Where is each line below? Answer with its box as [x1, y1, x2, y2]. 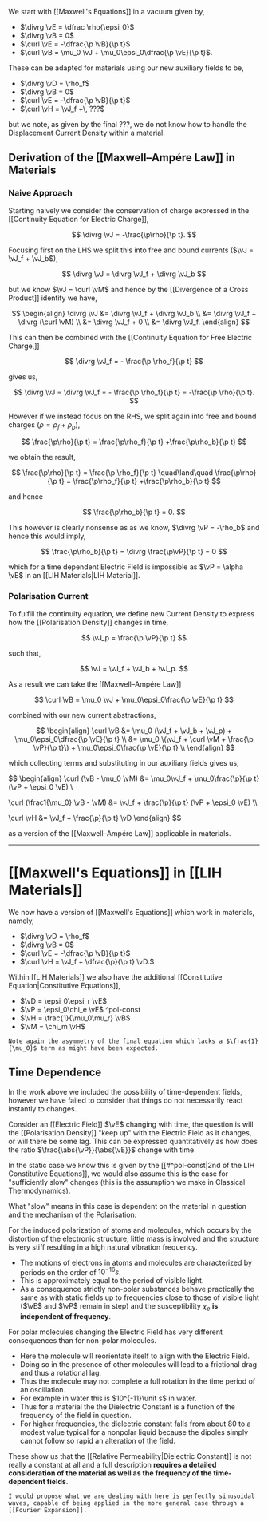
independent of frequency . [19, 1311, 112, 1321]
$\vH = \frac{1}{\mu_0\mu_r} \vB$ [19, 1013, 131, 1023]
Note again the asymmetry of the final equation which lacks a [8, 1037, 223, 1045]
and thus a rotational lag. [19, 1368, 102, 1377]
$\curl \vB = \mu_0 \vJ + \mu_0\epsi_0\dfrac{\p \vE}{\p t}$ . [19, 48, 213, 57]
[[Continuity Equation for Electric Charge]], [8, 214, 149, 224]
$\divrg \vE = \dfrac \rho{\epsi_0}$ [19, 22, 135, 31]
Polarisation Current [8, 591, 89, 602]
